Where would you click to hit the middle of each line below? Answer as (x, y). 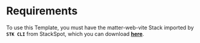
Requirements (42, 11)
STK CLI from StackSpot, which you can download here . (75, 33)
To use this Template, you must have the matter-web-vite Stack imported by (100, 27)
